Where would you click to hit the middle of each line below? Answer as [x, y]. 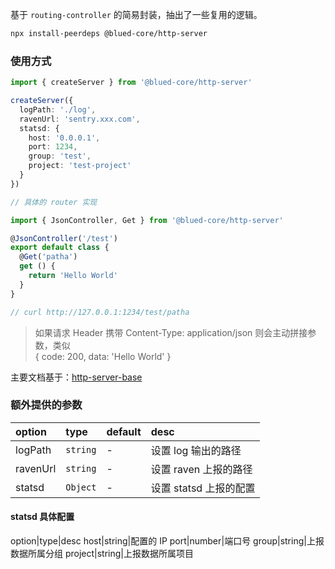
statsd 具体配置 [42, 517]
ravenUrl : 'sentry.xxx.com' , [80, 119]
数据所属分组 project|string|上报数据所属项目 [102, 554]
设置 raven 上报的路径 [201, 469]
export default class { [60, 248]
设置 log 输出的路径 [196, 450]
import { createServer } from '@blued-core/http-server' [131, 83]
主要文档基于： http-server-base [76, 377]
